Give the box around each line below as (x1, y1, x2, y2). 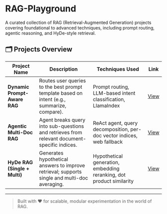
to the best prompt (39, 83, 83, 90)
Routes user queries (39, 77, 86, 84)
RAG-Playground (5, 3, 77, 14)
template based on (39, 89, 83, 96)
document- (59, 135, 86, 142)
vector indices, (103, 132, 138, 139)
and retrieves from (39, 129, 83, 136)
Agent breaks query (39, 116, 85, 123)
